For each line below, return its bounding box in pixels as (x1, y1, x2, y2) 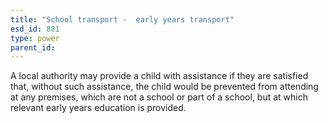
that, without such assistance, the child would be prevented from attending (10, 81, 319, 93)
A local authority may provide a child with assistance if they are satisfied (10, 70, 309, 82)
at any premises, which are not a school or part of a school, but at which (10, 91, 309, 103)
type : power (10, 33, 60, 43)
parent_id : (10, 42, 56, 53)
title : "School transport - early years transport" (10, 14, 235, 25)
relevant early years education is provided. (10, 102, 187, 114)
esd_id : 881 (10, 24, 60, 34)
